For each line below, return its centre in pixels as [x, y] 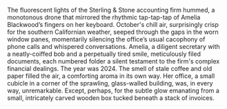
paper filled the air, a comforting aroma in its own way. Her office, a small [111, 76]
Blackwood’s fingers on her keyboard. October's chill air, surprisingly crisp [113, 24]
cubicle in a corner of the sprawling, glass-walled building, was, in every [110, 83]
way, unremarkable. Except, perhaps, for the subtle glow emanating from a [113, 90]
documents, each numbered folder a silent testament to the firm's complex [113, 61]
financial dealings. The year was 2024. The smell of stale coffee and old [110, 69]
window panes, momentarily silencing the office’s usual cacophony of [106, 39]
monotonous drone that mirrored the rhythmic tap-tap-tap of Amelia [104, 17]
